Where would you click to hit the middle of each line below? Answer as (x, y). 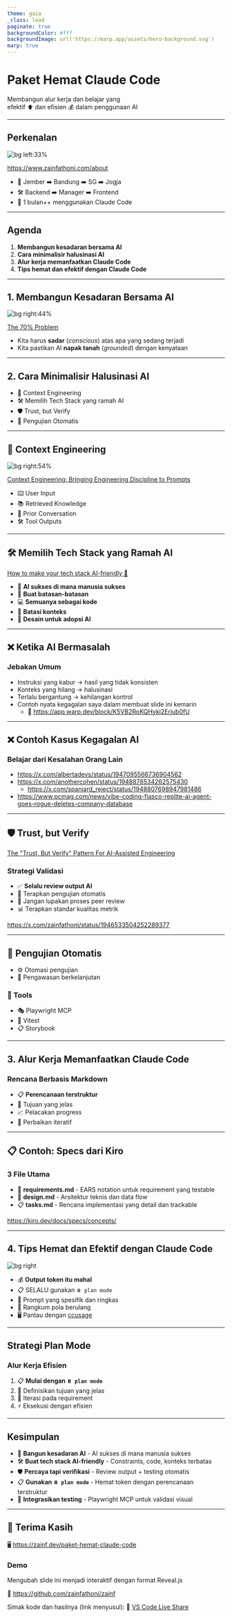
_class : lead (26, 20)
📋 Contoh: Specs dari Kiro (66, 1151)
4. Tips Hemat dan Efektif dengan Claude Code (110, 1249)
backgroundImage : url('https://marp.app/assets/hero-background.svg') (111, 39)
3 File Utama (29, 1174)
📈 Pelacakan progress (49, 1112)
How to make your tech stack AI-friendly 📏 (68, 573)
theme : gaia (24, 13)
